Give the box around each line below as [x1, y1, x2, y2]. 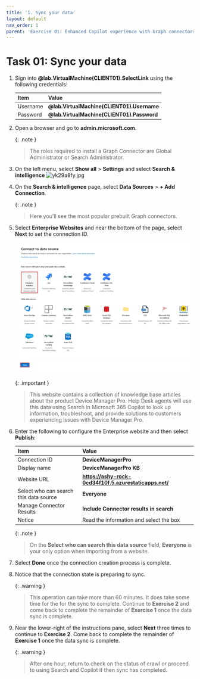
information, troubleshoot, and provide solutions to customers [29, 410, 182, 417]
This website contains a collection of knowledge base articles [29, 391, 181, 398]
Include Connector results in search [82, 505, 174, 512]
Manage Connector [17, 502, 65, 509]
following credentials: [14, 81, 68, 88]
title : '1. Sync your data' [6, 10, 76, 15]
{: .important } [14, 379, 49, 387]
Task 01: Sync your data [6, 55, 127, 68]
